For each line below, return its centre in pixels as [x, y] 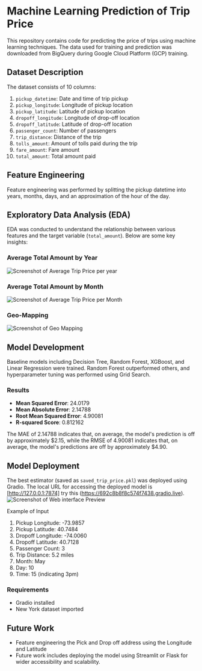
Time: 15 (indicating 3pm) [47, 574]
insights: [17, 242]
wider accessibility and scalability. [58, 662]
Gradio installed [35, 603]
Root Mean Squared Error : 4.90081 [59, 416]
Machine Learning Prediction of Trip [99, 11]
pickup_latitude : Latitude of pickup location [70, 111]
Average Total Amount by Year [52, 258]
